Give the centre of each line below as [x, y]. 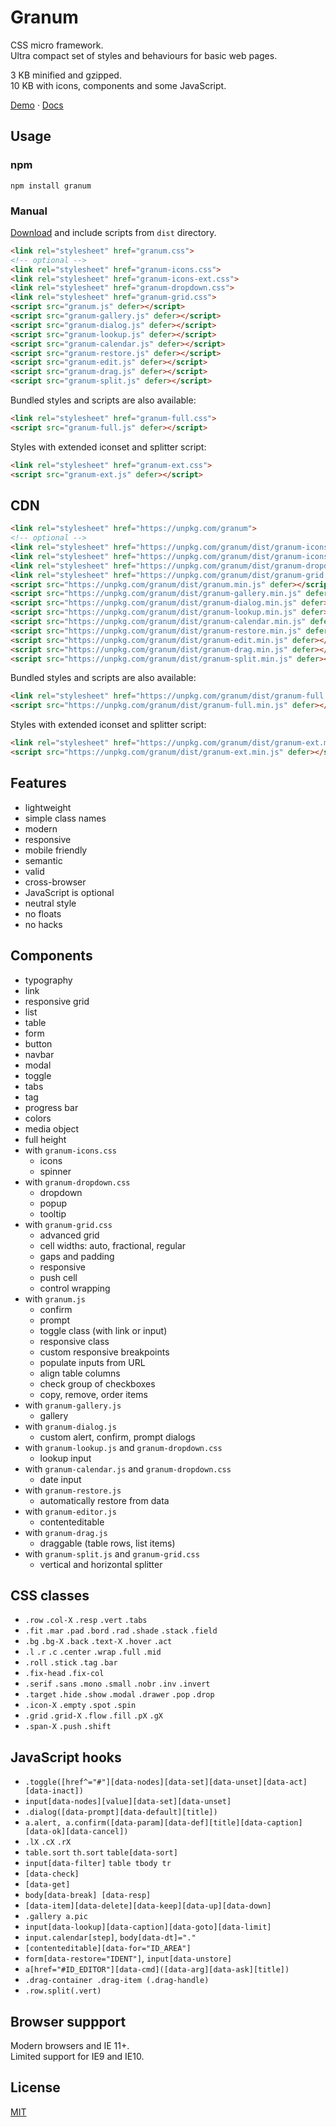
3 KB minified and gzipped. [66, 75]
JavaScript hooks [66, 1757]
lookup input [65, 1458]
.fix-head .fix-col [64, 1674]
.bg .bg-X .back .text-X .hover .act [98, 1642]
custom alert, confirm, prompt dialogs [117, 1437]
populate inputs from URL [92, 1362]
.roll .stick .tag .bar [71, 1663]
